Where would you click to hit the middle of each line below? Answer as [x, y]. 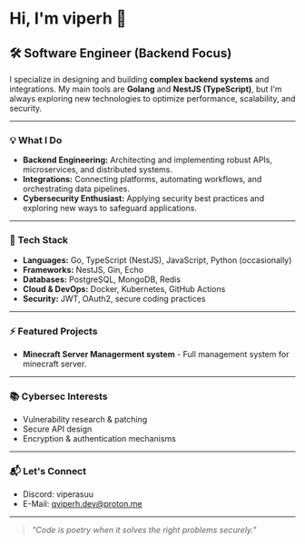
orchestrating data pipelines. [76, 189]
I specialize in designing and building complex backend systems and [139, 79]
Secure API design [57, 429]
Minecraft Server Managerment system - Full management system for [156, 354]
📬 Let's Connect [48, 471]
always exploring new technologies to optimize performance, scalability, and [152, 98]
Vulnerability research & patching [85, 420]
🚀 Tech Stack [39, 240]
